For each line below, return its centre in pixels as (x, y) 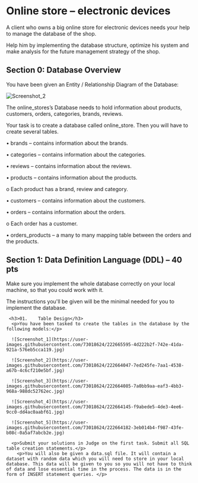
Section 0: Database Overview (64, 70)
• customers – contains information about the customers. (76, 201)
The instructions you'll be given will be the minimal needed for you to (90, 301)
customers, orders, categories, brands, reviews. (65, 113)
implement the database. (36, 307)
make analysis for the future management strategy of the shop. (83, 51)
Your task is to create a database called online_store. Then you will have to (97, 125)
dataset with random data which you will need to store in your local (95, 459)
